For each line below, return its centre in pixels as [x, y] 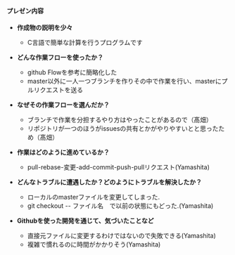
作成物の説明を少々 [45, 27]
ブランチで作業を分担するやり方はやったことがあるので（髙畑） [120, 120]
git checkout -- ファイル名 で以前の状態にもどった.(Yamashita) [120, 206]
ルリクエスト [46, 90]
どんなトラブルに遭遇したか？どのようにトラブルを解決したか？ [109, 182]
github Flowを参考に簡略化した [72, 72]
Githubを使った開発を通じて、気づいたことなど [85, 221]
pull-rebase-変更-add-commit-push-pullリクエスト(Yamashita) [119, 167]
